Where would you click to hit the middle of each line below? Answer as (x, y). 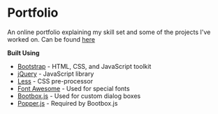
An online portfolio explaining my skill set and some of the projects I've (109, 32)
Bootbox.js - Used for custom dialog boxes (79, 96)
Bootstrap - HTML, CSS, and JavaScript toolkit (84, 66)
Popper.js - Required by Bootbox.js (67, 103)
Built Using (23, 53)
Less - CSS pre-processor (55, 81)
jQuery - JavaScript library (56, 74)
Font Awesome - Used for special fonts (74, 88)
